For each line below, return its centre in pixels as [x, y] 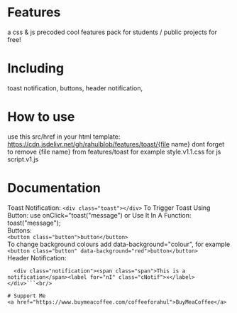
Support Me [30, 296]
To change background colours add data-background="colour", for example [119, 244]
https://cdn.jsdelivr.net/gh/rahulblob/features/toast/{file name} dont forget [116, 144]
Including [36, 69]
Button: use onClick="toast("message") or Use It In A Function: [99, 215]
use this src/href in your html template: [64, 137]
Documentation [54, 188]
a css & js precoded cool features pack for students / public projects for [112, 32]
